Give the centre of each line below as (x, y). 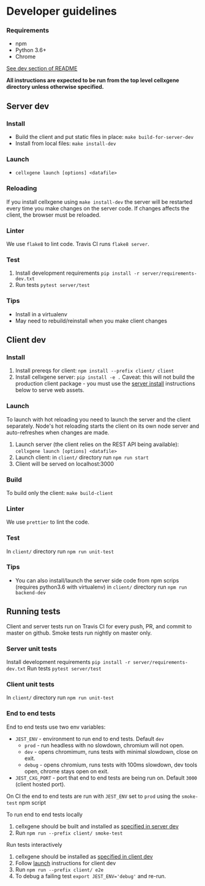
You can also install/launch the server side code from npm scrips (97, 580)
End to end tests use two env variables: (56, 727)
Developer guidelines (62, 11)
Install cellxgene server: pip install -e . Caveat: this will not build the (105, 377)
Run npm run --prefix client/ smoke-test (69, 833)
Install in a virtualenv (41, 314)
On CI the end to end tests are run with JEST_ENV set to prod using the (93, 796)
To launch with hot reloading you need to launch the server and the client (99, 419)
